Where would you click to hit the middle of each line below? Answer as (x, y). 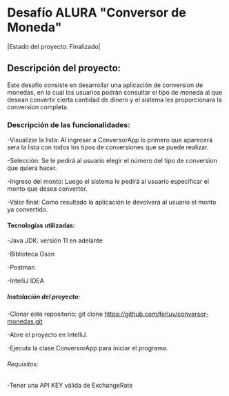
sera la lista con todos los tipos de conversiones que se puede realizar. (108, 147)
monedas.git (25, 321)
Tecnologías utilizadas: (41, 225)
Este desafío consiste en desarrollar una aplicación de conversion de (105, 85)
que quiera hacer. (32, 168)
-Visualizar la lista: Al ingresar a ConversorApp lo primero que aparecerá (110, 140)
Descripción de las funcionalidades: (69, 124)
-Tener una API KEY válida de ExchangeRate (70, 386)
